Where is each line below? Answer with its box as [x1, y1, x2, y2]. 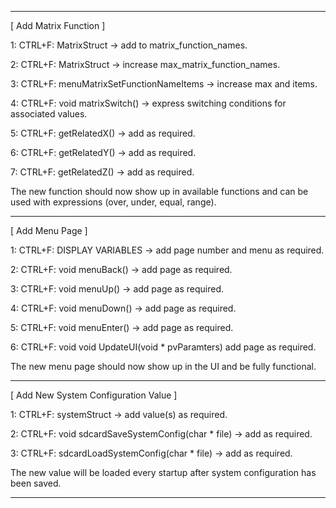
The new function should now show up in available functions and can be [10, 186, 309, 197]
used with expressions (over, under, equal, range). [10, 196, 217, 208]
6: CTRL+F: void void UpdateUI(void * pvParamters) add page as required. [10, 341, 317, 353]
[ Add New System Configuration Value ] [10, 389, 178, 401]
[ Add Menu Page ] [10, 225, 88, 236]
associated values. [10, 108, 88, 120]
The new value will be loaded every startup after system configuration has [10, 467, 317, 478]
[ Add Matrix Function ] [10, 20, 106, 31]
